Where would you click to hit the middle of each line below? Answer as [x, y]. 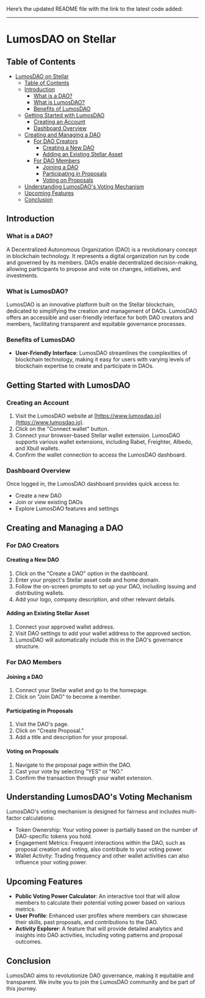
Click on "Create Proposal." [49, 731]
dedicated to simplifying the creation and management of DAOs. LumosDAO [102, 311]
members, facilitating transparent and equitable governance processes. [96, 324]
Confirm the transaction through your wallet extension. [84, 778]
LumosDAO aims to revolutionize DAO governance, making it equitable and [100, 975]
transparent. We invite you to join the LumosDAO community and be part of [101, 982]
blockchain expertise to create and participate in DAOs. [85, 366]
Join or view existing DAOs [49, 502]
